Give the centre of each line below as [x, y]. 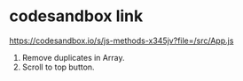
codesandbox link [76, 16]
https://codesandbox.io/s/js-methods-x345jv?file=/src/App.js [121, 40]
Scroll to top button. [58, 67]
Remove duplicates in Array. [73, 57]
